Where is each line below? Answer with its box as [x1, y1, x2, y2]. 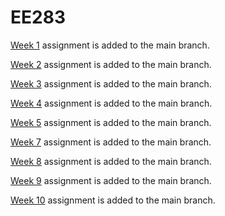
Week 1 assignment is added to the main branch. [10, 39, 210, 51]
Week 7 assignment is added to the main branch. [10, 136, 212, 148]
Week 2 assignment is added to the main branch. [10, 58, 212, 70]
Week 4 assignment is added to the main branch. [10, 97, 213, 109]
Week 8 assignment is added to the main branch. [10, 155, 212, 167]
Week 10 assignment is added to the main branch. [10, 194, 216, 206]
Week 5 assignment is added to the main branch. [10, 116, 212, 128]
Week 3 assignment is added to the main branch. [10, 77, 212, 90]
